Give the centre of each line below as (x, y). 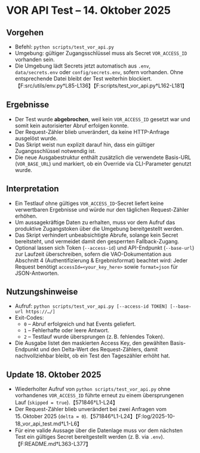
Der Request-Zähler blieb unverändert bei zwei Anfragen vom (91, 409)
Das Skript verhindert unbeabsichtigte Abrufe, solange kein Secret (96, 235)
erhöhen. (26, 216)
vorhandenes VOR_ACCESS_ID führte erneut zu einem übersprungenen (99, 396)
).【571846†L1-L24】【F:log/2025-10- (130, 417)
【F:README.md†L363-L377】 (53, 444)
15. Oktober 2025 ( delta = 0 (50, 417)
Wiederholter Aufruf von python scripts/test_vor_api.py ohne (93, 389)
